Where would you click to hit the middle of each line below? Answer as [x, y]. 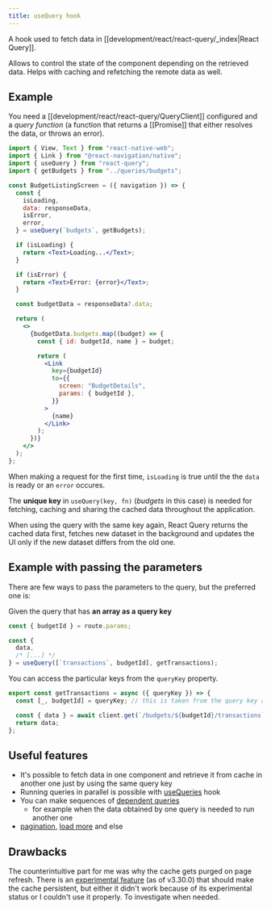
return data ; [38, 723]
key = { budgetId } [77, 371]
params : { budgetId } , [97, 394]
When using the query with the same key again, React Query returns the [128, 525]
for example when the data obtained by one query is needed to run [143, 809]
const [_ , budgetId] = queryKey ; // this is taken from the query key [137, 700]
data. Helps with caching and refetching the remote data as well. [116, 71]
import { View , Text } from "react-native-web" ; [92, 149]
